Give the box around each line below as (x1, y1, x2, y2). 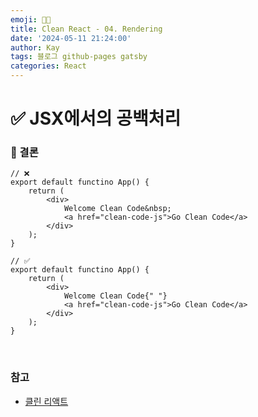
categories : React (10, 61, 87, 71)
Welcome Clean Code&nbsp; (63, 204, 172, 214)
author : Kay (10, 42, 60, 53)
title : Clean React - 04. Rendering (10, 24, 163, 34)
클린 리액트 (24, 395, 69, 407)
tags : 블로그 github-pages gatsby (10, 52, 148, 62)
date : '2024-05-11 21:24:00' (10, 33, 132, 43)
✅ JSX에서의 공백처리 (10, 107, 182, 130)
